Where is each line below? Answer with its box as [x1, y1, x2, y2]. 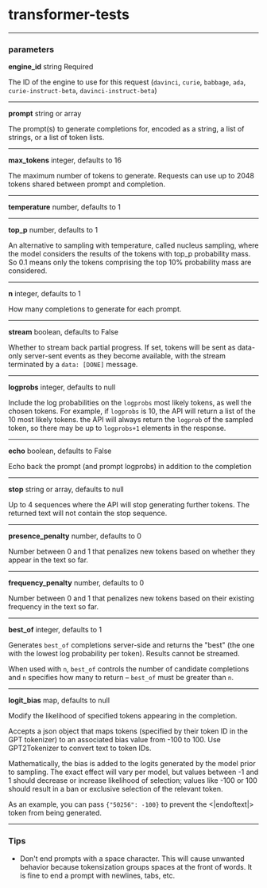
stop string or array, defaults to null [8, 484, 125, 495]
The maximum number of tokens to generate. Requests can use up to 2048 [8, 171, 254, 181]
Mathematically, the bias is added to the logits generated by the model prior [8, 759, 256, 769]
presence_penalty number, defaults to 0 [8, 531, 141, 541]
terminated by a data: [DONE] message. [8, 360, 138, 370]
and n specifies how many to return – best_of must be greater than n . [8, 673, 234, 683]
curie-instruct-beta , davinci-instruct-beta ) [8, 86, 157, 96]
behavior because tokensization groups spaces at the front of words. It [19, 862, 253, 871]
